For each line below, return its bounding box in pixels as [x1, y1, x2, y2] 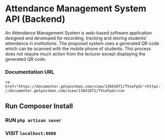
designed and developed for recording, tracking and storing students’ [5, 35, 147, 41]
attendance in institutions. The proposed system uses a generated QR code [5, 40, 160, 46]
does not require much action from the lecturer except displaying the [5, 50, 146, 57]
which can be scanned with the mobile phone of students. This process [5, 46, 151, 51]
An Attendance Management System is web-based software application [5, 30, 152, 36]
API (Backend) [5, 13, 65, 25]
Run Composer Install [5, 102, 73, 110]
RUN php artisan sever [5, 117, 62, 124]
